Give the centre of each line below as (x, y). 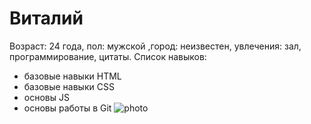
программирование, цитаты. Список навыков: (108, 56)
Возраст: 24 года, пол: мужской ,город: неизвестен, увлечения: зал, (155, 46)
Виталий (46, 18)
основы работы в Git (67, 108)
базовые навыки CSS (69, 86)
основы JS (46, 97)
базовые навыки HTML (72, 76)
